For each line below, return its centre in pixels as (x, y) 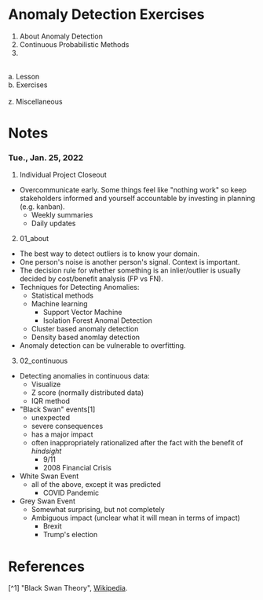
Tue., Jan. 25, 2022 (46, 158)
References (46, 566)
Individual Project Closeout (63, 175)
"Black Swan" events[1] (57, 409)
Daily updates (53, 223)
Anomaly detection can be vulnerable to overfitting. (102, 346)
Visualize (46, 384)
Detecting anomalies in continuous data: (85, 376)
